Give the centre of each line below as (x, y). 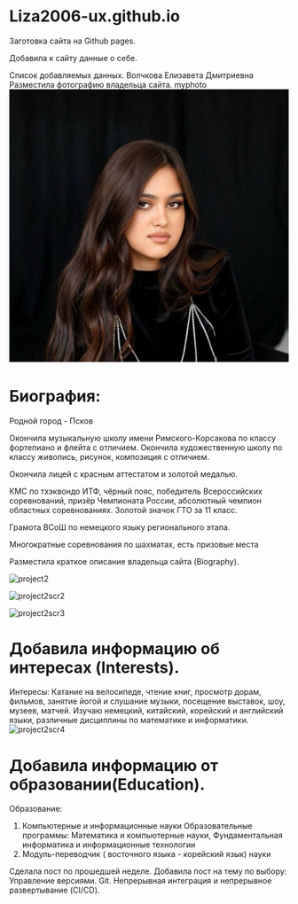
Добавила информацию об (114, 648)
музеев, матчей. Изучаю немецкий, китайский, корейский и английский (146, 711)
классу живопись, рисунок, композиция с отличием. (110, 456)
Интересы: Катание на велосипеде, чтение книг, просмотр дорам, (135, 692)
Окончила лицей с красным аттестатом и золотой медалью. (123, 474)
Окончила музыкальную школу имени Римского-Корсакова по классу (143, 438)
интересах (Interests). (94, 667)
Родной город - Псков (51, 421)
